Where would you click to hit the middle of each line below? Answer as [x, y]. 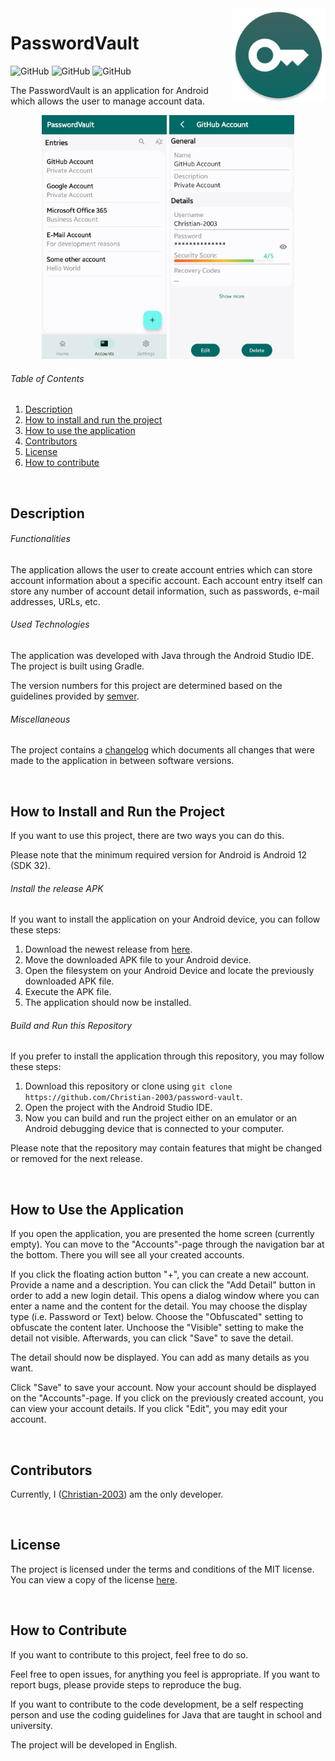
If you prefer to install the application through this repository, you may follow [167, 1056]
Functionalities [40, 539]
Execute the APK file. [68, 992]
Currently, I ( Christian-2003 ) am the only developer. [117, 1494]
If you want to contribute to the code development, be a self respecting [157, 1704]
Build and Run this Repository [71, 1025]
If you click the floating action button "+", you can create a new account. [160, 1274]
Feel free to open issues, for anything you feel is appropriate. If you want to [165, 1674]
